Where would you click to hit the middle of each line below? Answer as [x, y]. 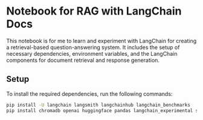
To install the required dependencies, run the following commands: [89, 94]
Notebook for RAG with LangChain [94, 11]
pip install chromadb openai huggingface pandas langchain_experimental [100, 110]
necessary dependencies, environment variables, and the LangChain [92, 53]
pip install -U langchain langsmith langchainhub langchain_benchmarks [98, 105]
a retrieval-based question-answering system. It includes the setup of [93, 47]
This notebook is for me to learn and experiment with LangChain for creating [101, 41]
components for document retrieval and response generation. [83, 60]
